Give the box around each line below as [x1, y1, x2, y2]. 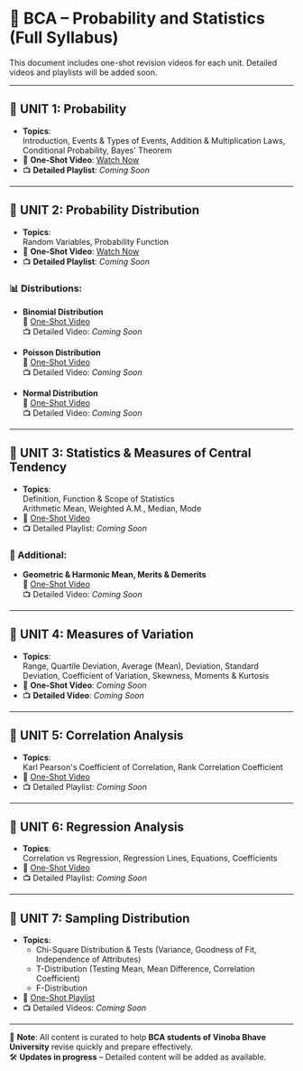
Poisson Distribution [22, 347, 101, 358]
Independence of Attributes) [35, 954, 142, 965]
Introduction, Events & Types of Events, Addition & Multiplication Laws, [22, 135, 286, 146]
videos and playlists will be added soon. [9, 67, 158, 78]
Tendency [9, 460, 68, 475]
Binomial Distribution [22, 306, 104, 317]
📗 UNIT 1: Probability [9, 101, 127, 117]
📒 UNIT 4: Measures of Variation [9, 627, 194, 643]
